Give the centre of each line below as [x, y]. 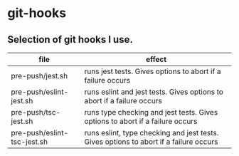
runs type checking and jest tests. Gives [151, 112]
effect [156, 59]
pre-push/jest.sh [39, 76]
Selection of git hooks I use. [70, 40]
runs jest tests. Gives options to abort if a [153, 71]
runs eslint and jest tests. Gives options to [154, 92]
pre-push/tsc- [36, 112]
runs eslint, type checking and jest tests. [152, 133]
